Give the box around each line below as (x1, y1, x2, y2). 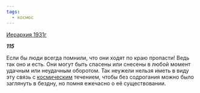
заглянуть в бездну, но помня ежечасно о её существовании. (6, 79, 166, 87)
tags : (6, 8, 20, 15)
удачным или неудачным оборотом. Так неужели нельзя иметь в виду (6, 67, 189, 74)
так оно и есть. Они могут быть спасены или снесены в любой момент (6, 61, 191, 68)
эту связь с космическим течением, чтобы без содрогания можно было (6, 73, 195, 80)
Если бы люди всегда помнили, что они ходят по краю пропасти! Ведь (6, 54, 190, 61)
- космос (12, 14, 34, 20)
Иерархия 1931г (6, 31, 47, 38)
